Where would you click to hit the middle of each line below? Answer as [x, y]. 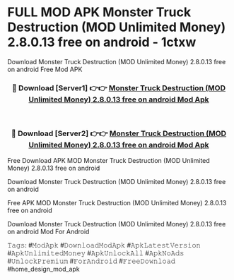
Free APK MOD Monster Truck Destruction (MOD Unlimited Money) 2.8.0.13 [117, 202]
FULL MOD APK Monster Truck [99, 12]
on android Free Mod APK [45, 69]
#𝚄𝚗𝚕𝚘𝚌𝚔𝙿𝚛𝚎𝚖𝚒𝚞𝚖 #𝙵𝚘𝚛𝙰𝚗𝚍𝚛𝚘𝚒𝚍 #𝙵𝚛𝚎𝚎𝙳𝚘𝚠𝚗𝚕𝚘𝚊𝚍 [91, 261]
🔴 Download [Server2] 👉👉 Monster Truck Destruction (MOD [119, 133]
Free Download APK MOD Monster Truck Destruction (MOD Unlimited [109, 160]
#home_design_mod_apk [43, 269]
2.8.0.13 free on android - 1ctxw [102, 42]
